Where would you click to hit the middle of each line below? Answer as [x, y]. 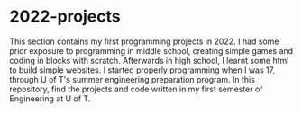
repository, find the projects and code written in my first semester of [136, 89]
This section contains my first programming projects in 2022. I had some [144, 41]
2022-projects [65, 17]
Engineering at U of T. [50, 98]
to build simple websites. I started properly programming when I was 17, [142, 70]
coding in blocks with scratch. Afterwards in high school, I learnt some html [149, 60]
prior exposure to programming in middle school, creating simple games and [151, 50]
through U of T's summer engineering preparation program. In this [132, 79]
